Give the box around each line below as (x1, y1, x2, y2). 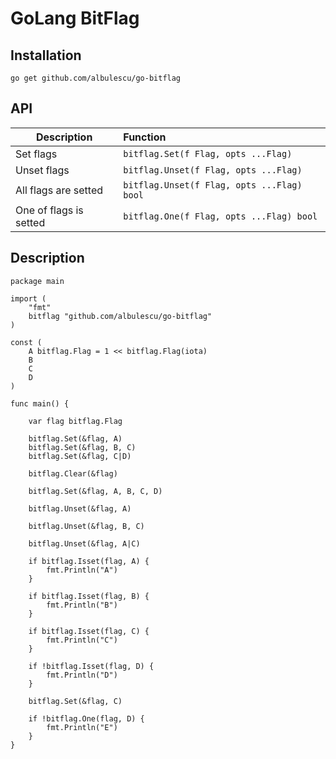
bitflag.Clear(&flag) (28, 468, 118, 479)
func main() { (10, 398, 70, 409)
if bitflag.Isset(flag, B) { (28, 591, 150, 601)
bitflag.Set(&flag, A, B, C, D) (28, 486, 163, 496)
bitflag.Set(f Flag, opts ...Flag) (123, 148, 293, 159)
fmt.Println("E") (46, 722, 118, 732)
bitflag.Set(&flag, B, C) (28, 442, 137, 452)
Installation (10, 47, 82, 64)
